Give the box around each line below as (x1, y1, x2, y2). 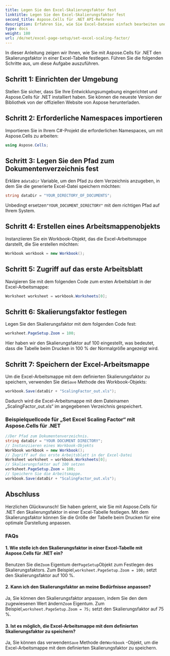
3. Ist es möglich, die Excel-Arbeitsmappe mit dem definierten (5, 623, 138, 629)
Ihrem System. (5, 208, 35, 214)
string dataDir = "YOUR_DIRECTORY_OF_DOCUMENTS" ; (5, 193, 112, 198)
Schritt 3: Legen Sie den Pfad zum (5, 157, 115, 165)
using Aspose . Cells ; (5, 142, 49, 147)
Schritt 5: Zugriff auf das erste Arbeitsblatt (5, 265, 143, 274)
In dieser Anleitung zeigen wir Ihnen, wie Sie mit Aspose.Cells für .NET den (5, 49, 161, 56)
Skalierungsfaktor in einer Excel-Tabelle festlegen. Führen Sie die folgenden (5, 55, 163, 61)
